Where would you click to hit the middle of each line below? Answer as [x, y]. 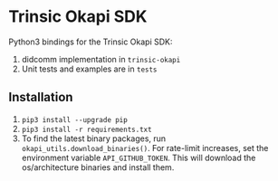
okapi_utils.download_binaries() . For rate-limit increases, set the [145, 148]
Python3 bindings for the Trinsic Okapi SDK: [91, 42]
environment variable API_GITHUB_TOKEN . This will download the [139, 157]
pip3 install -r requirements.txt [86, 129]
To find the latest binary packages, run [94, 138]
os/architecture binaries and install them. [98, 167]
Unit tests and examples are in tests [89, 69]
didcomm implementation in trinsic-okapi [101, 59]
